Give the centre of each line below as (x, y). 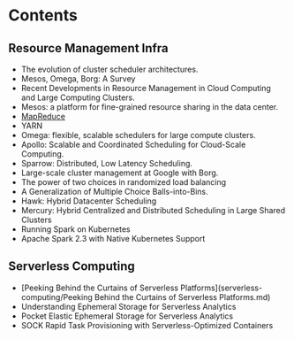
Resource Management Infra (88, 48)
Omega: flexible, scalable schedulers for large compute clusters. (139, 135)
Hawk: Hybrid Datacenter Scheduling (89, 201)
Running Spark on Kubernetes (75, 229)
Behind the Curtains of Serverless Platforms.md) (183, 297)
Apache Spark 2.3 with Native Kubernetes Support (113, 239)
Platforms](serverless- (221, 288)
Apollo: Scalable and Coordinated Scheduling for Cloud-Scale (133, 144)
